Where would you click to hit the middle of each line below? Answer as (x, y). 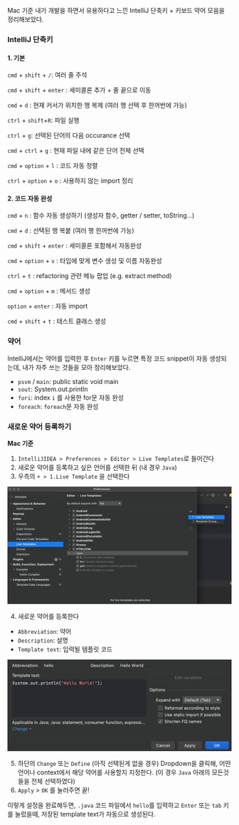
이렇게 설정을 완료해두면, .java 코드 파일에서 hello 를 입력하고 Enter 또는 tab (115, 805)
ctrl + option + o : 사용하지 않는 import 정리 (70, 181)
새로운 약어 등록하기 (39, 427)
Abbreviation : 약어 (44, 631)
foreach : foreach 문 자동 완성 (58, 406)
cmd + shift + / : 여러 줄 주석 (47, 75)
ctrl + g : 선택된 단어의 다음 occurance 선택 (69, 135)
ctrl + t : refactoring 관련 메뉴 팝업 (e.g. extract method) (90, 276)
